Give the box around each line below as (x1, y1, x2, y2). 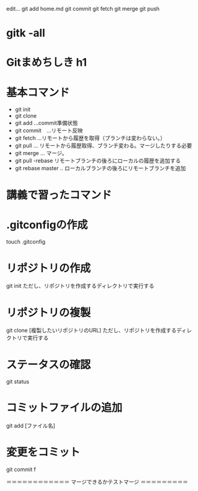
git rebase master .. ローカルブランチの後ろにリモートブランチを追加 (14, 165, 186, 172)
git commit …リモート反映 (14, 127, 83, 135)
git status (6, 378, 29, 385)
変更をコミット (6, 446, 81, 459)
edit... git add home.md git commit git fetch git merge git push (6, 5, 160, 12)
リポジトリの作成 (6, 261, 91, 275)
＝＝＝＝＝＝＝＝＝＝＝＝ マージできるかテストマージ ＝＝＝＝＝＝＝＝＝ (6, 478, 188, 486)
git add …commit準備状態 (14, 119, 78, 127)
